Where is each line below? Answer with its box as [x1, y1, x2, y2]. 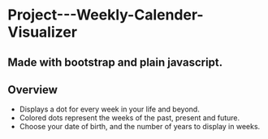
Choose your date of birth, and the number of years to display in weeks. [19, 122, 261, 132]
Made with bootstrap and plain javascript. [7, 55, 223, 69]
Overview [7, 83, 58, 97]
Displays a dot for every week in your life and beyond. [19, 104, 200, 115]
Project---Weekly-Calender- [7, 6, 204, 24]
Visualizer [7, 23, 78, 41]
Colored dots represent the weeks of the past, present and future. [19, 113, 240, 123]
